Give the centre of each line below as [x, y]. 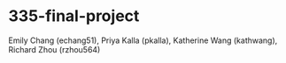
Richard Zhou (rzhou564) [54, 49]
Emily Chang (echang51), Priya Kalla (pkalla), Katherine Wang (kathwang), [143, 40]
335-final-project [74, 16]
